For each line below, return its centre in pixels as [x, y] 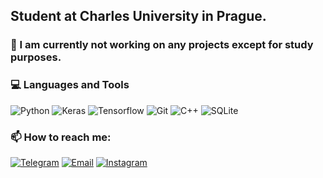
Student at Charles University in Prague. [138, 16]
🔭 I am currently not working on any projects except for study [162, 45]
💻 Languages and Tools [70, 85]
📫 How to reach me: [61, 137]
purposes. [36, 57]
